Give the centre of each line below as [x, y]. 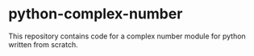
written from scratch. [43, 44]
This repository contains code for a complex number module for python [127, 36]
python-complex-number [96, 14]
